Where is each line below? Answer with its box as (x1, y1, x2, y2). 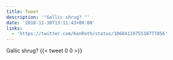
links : (6, 25, 23, 31)
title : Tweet (6, 8, 39, 15)
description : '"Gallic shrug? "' (6, 14, 90, 20)
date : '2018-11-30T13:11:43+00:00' (6, 20, 96, 26)
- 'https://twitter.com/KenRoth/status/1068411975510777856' (11, 31, 168, 37)
